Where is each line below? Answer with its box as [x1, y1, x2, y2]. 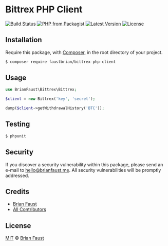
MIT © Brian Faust [5, 235, 45, 241]
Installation [5, 36, 42, 44]
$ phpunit [5, 133, 27, 138]
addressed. [5, 172, 29, 179]
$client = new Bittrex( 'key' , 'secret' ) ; [5, 96, 96, 101]
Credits [5, 187, 30, 196]
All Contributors [12, 206, 46, 213]
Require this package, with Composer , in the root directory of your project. [5, 49, 163, 55]
